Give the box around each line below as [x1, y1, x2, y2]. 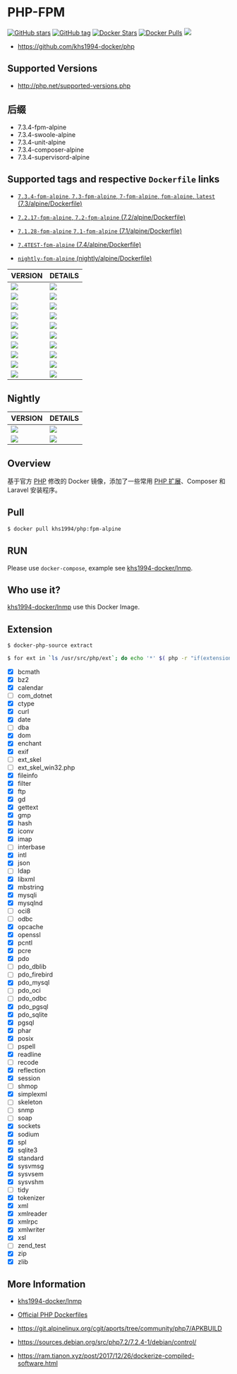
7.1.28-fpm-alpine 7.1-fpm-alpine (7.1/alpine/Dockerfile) [17, 227, 182, 235]
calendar [17, 683, 44, 692]
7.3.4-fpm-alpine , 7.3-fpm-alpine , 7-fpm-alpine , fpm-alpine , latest [17, 192, 215, 201]
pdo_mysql [17, 979, 50, 987]
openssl [17, 930, 41, 939]
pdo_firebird [17, 970, 54, 979]
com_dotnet [17, 691, 53, 700]
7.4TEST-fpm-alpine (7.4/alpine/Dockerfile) [17, 241, 142, 249]
